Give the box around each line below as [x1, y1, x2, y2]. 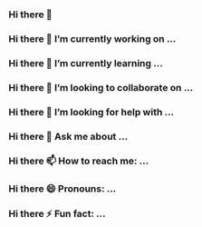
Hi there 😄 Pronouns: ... [8, 183, 117, 195]
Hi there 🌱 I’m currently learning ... [8, 56, 164, 69]
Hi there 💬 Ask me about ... [8, 130, 129, 143]
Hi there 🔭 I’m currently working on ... [8, 32, 177, 44]
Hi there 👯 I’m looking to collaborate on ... [8, 81, 194, 94]
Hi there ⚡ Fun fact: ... [8, 208, 106, 221]
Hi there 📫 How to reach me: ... [8, 154, 149, 167]
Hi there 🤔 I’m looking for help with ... [8, 105, 174, 118]
